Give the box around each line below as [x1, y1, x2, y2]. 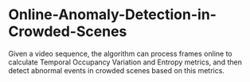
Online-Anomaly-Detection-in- [8, 6, 217, 24]
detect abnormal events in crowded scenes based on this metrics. [8, 65, 225, 75]
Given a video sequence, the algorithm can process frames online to [8, 49, 232, 58]
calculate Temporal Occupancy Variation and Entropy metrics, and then [8, 57, 243, 67]
